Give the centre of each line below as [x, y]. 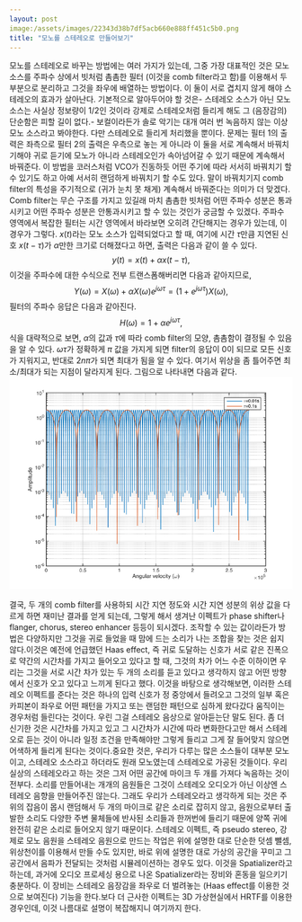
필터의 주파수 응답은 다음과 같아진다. [73, 306]
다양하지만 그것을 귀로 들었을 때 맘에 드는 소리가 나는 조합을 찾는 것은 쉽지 [155, 638]
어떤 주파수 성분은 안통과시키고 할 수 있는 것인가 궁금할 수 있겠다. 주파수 [159, 212]
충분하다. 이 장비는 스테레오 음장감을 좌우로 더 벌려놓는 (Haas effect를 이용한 [145, 885]
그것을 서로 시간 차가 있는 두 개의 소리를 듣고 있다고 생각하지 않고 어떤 [148, 672]
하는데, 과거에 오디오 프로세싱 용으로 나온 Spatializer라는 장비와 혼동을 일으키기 [148, 874]
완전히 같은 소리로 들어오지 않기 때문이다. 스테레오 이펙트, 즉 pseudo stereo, [144, 829]
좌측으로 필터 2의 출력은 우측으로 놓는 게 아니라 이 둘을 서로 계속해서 [146, 145]
